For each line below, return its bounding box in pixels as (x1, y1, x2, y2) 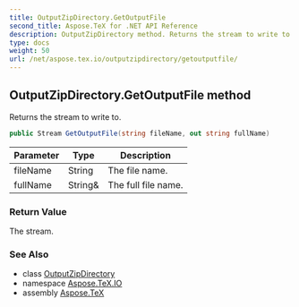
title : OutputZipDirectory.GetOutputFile (9, 13, 167, 22)
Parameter (13, 149, 60, 161)
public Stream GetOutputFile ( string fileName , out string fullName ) (9, 129, 270, 138)
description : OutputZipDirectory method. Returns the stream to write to (9, 30, 291, 38)
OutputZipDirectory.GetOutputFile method (9, 88, 252, 103)
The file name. (107, 164, 168, 176)
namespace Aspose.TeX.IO (21, 278, 123, 289)
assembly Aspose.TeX (21, 287, 105, 298)
